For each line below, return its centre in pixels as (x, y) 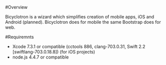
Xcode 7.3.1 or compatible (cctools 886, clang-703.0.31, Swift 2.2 (79, 46)
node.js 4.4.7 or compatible (40, 57)
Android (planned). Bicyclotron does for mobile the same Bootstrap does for (83, 22)
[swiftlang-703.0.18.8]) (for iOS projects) (54, 52)
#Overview (16, 7)
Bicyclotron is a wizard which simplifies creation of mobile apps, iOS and (80, 17)
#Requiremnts (19, 37)
